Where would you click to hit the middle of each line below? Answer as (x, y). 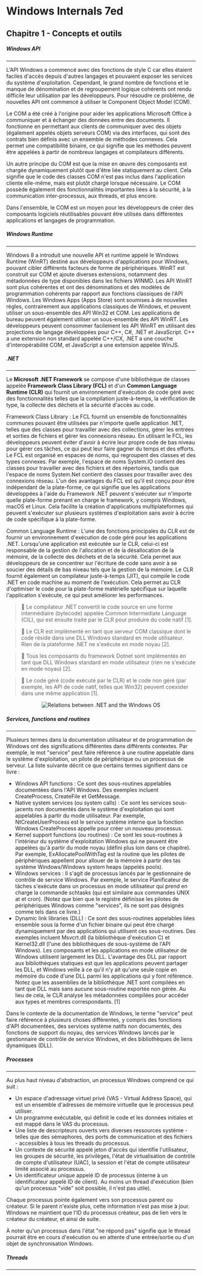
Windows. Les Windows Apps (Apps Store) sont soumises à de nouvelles (97, 300)
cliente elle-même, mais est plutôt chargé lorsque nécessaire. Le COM (93, 183)
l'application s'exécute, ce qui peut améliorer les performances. (85, 595)
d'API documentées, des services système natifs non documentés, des (94, 1026)
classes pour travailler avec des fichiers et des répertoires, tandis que (93, 468)
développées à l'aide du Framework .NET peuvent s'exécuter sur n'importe (99, 494)
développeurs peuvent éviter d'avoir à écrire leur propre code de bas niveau (101, 443)
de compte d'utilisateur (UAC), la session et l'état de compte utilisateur (103, 1162)
